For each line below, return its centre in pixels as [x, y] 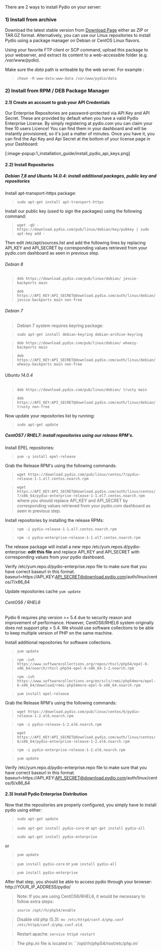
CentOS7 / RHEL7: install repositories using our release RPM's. [69, 435]
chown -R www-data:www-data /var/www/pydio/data [67, 79]
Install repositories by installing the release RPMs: [54, 520]
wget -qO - [28, 225]
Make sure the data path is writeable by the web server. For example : [75, 69]
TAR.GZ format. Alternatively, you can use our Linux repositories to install [78, 35]
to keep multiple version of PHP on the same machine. [59, 633]
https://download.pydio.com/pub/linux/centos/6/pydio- [84, 711]
